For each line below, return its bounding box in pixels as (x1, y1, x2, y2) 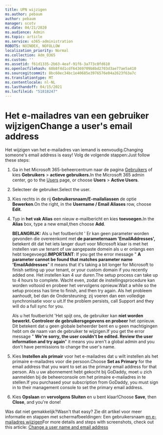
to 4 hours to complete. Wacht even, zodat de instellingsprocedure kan (12, 277, 155, 283)
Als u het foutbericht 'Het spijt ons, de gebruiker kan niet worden (12, 313, 143, 319)
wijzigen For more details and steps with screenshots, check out (25, 419, 154, 425)
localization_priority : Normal (5, 48, 69, 53)
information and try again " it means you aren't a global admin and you (12, 339, 155, 345)
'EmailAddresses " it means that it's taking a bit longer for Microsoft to (12, 262, 154, 268)
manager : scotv (5, 21, 36, 26)
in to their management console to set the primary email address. (12, 385, 143, 391)
